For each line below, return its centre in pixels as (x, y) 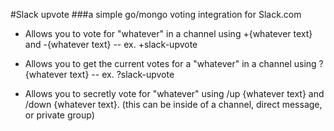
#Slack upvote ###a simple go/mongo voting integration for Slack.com (156, 14)
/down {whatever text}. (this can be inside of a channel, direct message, (173, 104)
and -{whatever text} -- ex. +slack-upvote (111, 44)
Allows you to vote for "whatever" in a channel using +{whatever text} (168, 33)
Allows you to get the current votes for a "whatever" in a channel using (170, 63)
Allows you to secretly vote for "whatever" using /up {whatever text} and (174, 93)
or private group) (59, 115)
